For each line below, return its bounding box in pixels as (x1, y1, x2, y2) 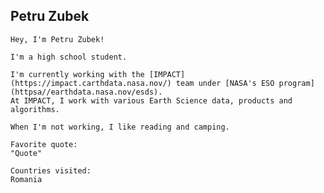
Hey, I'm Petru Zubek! (10, 34, 105, 44)
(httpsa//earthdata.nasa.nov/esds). (10, 87, 163, 97)
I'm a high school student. (10, 52, 128, 62)
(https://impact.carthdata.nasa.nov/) (10, 78, 172, 88)
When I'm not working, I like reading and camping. (10, 122, 230, 132)
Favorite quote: (10, 139, 78, 149)
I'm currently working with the (10, 69, 145, 79)
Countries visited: (10, 165, 92, 176)
